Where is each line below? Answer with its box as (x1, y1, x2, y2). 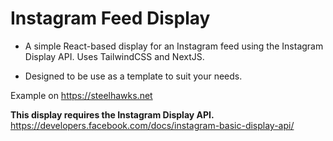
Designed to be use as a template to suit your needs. (24, 70, 243, 82)
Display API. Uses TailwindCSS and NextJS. (24, 50, 205, 62)
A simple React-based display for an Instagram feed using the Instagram (24, 40, 324, 52)
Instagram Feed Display (10, 7, 211, 30)
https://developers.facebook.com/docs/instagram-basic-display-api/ (10, 119, 295, 131)
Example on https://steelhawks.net (10, 89, 153, 101)
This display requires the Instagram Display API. (10, 108, 215, 121)
